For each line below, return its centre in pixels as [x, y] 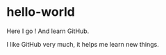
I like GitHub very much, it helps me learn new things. [83, 44]
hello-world [41, 12]
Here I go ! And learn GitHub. [48, 31]
